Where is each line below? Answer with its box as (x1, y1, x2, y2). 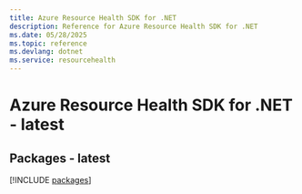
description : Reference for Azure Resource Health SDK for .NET (9, 22, 258, 31)
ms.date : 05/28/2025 (9, 30, 88, 39)
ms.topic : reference (9, 38, 88, 48)
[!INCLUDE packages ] (9, 175, 92, 185)
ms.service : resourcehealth (9, 56, 116, 65)
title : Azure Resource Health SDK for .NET (9, 13, 177, 23)
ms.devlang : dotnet (9, 47, 84, 56)
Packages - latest (9, 150, 111, 166)
